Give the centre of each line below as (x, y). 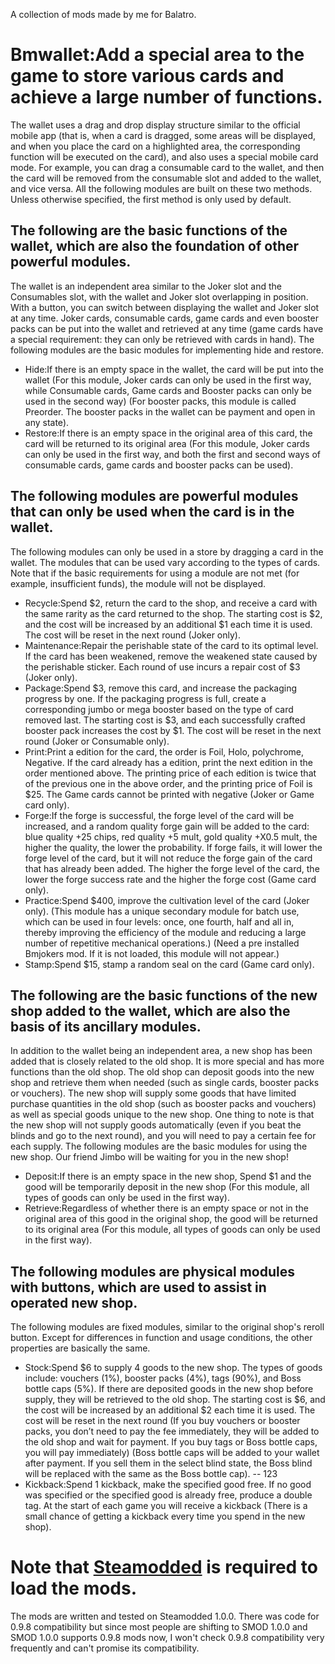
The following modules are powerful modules (154, 496)
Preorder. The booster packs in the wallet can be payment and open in (170, 411)
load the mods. (74, 1588)
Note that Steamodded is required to (164, 1567)
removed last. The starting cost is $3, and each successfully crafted (165, 720)
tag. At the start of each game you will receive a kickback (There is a (166, 1506)
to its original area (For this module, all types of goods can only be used (172, 1230)
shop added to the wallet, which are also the (150, 1010)
